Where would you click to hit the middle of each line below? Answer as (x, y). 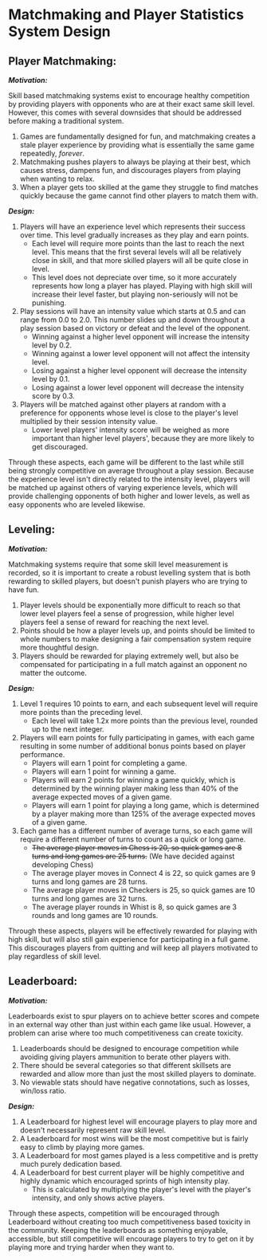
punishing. (49, 303)
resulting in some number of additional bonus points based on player (133, 746)
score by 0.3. (53, 396)
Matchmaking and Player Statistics (126, 15)
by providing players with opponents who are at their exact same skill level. (132, 104)
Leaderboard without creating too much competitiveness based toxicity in (130, 1222)
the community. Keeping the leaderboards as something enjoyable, (118, 1230)
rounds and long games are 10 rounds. (95, 915)
